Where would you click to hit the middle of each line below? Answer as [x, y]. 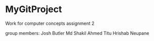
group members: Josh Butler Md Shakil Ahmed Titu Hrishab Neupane [77, 33]
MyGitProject [34, 9]
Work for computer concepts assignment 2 [50, 23]
